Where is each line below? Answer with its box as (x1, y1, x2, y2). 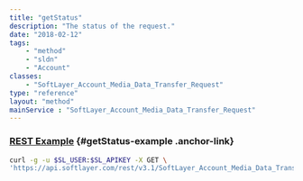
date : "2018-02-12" (9, 30, 83, 39)
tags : (9, 38, 30, 48)
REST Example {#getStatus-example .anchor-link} (9, 135, 234, 148)
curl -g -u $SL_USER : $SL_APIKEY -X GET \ (9, 155, 168, 165)
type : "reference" (9, 88, 78, 97)
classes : (9, 72, 42, 81)
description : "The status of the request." (9, 22, 176, 31)
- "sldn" (25, 55, 59, 64)
